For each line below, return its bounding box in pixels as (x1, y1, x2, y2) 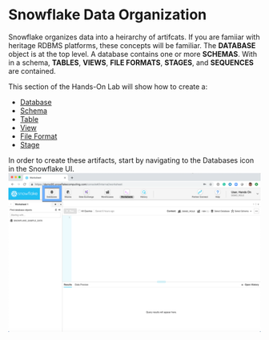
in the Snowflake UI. (8, 164, 74, 173)
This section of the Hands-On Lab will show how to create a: (8, 82, 208, 91)
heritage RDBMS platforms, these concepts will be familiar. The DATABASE (8, 40, 256, 50)
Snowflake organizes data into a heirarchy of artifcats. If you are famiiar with (8, 32, 260, 42)
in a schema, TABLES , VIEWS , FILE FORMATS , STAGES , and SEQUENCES (8, 58, 254, 67)
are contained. (8, 66, 56, 75)
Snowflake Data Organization (8, 6, 207, 24)
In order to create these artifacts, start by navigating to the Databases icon (8, 155, 255, 165)
